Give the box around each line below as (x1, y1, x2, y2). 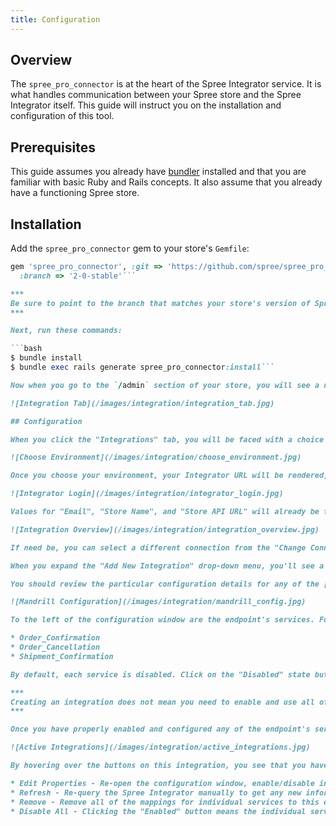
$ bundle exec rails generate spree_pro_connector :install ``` (10, 362, 275, 373)
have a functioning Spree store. (10, 187, 140, 199)
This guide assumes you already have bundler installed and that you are (10, 166, 307, 178)
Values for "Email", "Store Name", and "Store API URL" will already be (10, 507, 320, 517)
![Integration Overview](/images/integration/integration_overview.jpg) (10, 524, 320, 535)
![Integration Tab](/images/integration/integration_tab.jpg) (10, 398, 275, 408)
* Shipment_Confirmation (10, 651, 114, 661)
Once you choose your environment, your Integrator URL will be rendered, (10, 471, 329, 481)
